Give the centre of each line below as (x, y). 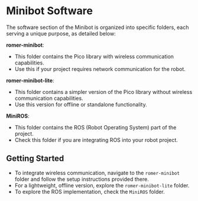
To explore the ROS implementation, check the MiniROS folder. (90, 192)
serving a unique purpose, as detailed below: (61, 33)
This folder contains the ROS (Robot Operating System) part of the (95, 127)
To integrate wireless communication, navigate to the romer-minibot (97, 173)
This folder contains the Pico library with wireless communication (94, 56)
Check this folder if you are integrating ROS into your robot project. (96, 140)
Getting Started (35, 159)
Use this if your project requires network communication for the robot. (100, 69)
